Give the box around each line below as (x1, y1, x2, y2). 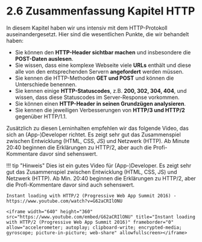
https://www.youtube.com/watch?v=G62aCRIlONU (6, 198, 122, 204)
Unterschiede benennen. (14, 80, 77, 88)
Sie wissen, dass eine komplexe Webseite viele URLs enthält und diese (14, 62, 192, 69)
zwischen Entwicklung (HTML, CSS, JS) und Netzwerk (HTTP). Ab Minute (6, 137, 190, 144)
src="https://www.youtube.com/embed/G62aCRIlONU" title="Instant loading (6, 214, 196, 220)
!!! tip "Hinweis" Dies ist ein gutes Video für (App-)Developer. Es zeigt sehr (6, 162, 192, 169)
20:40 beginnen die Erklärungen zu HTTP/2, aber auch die (6, 144, 152, 151)
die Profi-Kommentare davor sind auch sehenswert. (6, 181, 134, 188)
